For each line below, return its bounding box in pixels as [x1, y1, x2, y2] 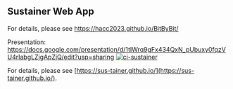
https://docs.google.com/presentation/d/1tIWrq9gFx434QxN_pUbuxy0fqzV [7, 45, 227, 53]
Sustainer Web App [7, 6, 94, 18]
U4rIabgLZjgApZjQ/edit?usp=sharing [7, 53, 115, 61]
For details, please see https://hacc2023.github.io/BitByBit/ [7, 24, 179, 32]
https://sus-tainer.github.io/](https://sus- [76, 66, 195, 74]
